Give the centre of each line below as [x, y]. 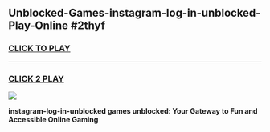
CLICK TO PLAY [39, 49]
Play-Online [38, 26]
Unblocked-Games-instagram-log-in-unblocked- [135, 13]
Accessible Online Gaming [53, 119]
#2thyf [88, 26]
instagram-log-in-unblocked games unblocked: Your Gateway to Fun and [133, 110]
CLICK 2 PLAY [36, 78]
